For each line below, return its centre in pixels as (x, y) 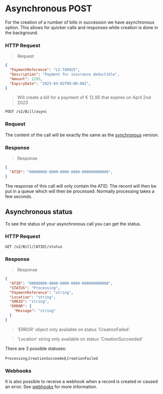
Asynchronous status (39, 212)
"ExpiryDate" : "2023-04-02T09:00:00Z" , (50, 83)
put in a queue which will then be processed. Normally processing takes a (80, 191)
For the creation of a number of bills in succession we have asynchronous (80, 22)
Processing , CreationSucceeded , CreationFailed (52, 358)
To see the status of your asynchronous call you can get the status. (73, 224)
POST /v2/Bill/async (26, 112)
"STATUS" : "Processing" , (35, 288)
